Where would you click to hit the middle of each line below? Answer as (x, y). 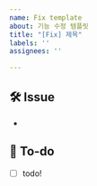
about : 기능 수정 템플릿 (49, 26)
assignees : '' (36, 51)
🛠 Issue (32, 97)
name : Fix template (46, 18)
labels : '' (30, 43)
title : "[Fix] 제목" (46, 34)
